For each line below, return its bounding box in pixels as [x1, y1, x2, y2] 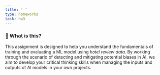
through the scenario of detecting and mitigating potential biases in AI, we [5, 54, 155, 60]
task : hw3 [5, 16, 26, 21]
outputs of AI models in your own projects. [5, 64, 92, 70]
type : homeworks [5, 12, 38, 17]
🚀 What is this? [5, 32, 42, 39]
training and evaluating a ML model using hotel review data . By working [5, 49, 150, 54]
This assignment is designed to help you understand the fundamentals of [5, 44, 154, 50]
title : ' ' [5, 7, 28, 12]
